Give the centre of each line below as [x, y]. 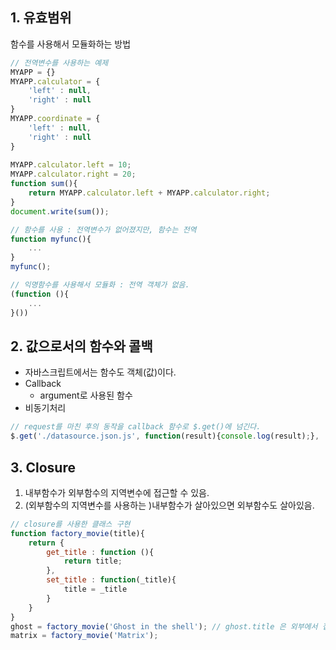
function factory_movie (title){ [77, 533]
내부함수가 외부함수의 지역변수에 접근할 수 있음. [117, 492]
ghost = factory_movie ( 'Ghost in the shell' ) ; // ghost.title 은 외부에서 [164, 626]
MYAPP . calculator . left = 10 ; [71, 165]
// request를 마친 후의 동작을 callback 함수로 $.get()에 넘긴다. [136, 427]
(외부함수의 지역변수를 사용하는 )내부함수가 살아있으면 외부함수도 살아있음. [169, 505]
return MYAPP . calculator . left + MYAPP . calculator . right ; [149, 193]
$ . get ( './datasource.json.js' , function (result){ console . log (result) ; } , [165, 436]
